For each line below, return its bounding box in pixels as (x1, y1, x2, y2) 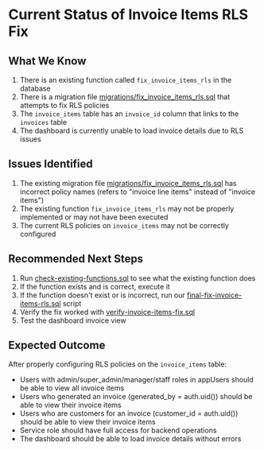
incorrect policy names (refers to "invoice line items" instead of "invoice (19, 187, 256, 196)
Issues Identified (8, 157, 93, 171)
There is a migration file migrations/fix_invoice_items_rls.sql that (19, 92, 231, 101)
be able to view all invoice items (19, 383, 125, 393)
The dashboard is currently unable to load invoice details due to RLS (19, 126, 244, 135)
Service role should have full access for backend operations (19, 425, 217, 435)
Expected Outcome (8, 339, 106, 352)
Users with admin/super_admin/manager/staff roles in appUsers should (19, 375, 254, 385)
